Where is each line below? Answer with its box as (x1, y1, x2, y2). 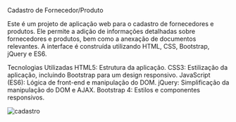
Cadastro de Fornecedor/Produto (7, 6, 104, 14)
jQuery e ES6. (7, 49, 47, 58)
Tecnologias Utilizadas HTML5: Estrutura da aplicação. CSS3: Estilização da (7, 63, 228, 71)
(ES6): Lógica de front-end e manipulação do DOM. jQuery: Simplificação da (7, 78, 230, 87)
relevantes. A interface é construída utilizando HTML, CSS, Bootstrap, (7, 42, 210, 50)
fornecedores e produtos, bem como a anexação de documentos (7, 35, 197, 43)
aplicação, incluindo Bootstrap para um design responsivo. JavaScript (7, 71, 211, 79)
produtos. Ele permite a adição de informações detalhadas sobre (7, 28, 196, 35)
